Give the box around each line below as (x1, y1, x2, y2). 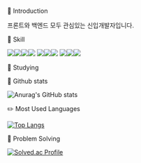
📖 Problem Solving (7, 134, 61, 143)
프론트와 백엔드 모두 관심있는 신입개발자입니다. (7, 21, 135, 30)
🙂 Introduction (7, 7, 48, 15)
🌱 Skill (7, 35, 25, 44)
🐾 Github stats (7, 77, 48, 85)
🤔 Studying (7, 63, 39, 72)
